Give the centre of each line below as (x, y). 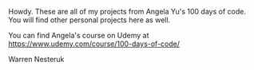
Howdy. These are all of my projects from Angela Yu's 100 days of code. (127, 12)
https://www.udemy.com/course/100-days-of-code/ (94, 44)
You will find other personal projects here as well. (89, 20)
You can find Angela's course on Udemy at (79, 35)
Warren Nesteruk (36, 59)
